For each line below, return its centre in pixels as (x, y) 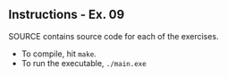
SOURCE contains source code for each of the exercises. (114, 36)
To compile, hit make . (59, 54)
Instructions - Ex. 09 (67, 15)
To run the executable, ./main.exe (84, 63)
